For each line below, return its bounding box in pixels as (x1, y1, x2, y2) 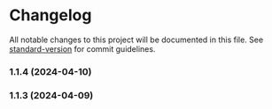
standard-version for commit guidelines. (9, 43, 156, 54)
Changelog (9, 5, 92, 25)
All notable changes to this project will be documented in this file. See (9, 34, 264, 45)
